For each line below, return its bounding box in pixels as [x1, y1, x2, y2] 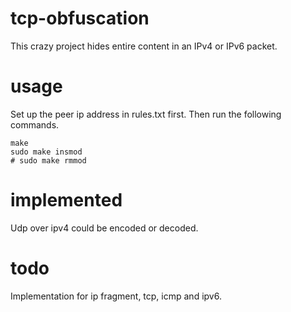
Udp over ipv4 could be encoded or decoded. [10, 222, 199, 234]
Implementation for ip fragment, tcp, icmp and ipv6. [10, 290, 222, 302]
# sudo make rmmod [10, 155, 87, 166]
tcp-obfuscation [10, 7, 150, 30]
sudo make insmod [10, 147, 83, 157]
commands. [10, 118, 60, 131]
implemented [10, 189, 123, 212]
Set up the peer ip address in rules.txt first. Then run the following [10, 108, 282, 120]
